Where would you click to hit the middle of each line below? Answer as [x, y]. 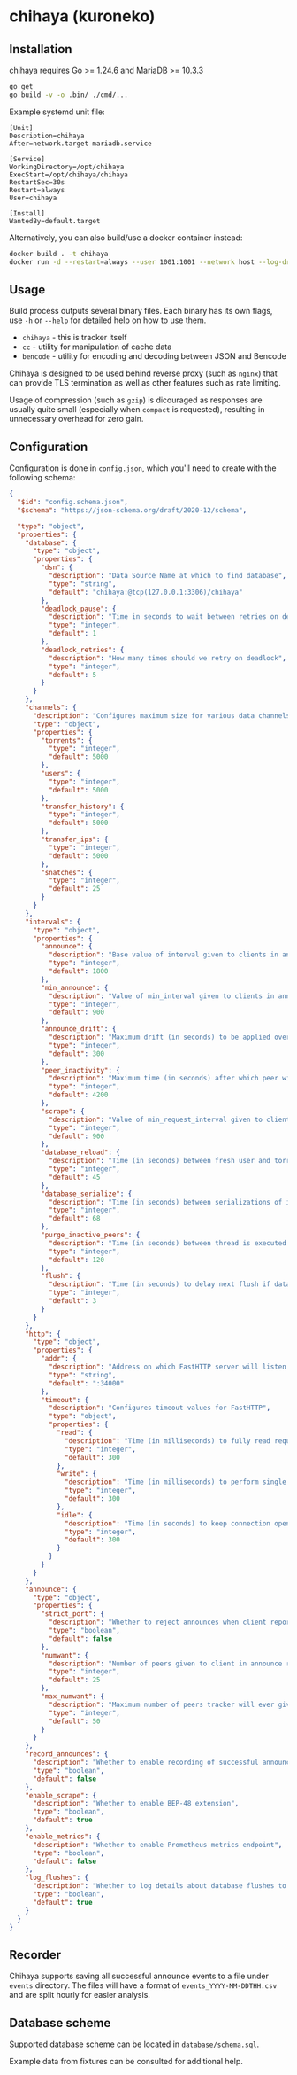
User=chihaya [33, 198]
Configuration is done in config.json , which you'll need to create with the [143, 468]
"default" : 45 [74, 1177]
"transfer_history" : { [83, 807]
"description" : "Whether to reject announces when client [157, 1623]
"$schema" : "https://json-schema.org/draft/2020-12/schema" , [132, 510]
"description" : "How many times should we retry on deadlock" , [168, 658]
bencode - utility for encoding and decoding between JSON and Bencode [154, 356]
